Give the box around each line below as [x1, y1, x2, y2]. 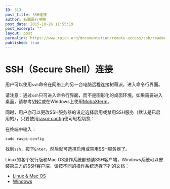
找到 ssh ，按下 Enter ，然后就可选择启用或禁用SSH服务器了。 [5, 146, 130, 152]
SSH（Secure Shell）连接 [5, 64, 113, 75]
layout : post [5, 31, 33, 36]
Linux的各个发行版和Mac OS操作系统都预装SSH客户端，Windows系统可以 [5, 156, 159, 162]
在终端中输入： [5, 126, 36, 132]
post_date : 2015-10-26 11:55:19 [5, 21, 73, 27]
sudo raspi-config [5, 136, 44, 141]
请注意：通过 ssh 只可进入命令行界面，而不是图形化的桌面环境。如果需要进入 [5, 92, 163, 98]
